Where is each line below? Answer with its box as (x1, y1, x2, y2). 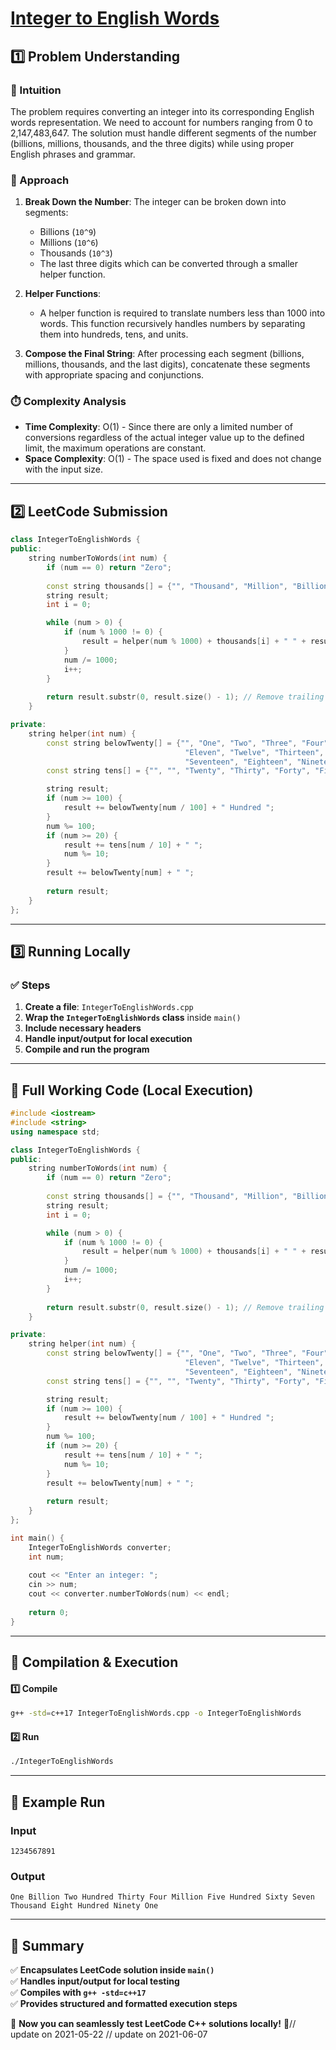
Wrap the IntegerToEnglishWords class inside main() (24, 1012, 242, 1024)
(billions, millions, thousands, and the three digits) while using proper (10, 137, 295, 149)
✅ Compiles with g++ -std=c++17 (10, 1987, 147, 1998)
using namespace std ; (10, 1127, 101, 1137)
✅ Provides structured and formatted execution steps (10, 1998, 238, 2009)
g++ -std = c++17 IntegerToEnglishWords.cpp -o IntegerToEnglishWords (10, 1708, 302, 1719)
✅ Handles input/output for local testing (10, 1975, 180, 1987)
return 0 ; (28, 1607, 70, 1617)
